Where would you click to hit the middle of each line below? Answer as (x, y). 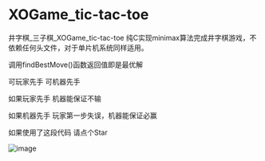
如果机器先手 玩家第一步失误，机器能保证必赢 (83, 115)
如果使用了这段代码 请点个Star (58, 132)
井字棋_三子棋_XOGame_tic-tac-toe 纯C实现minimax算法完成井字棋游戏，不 (132, 37)
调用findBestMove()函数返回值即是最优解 (76, 65)
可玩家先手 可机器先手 (44, 81)
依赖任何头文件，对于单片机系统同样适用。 (78, 47)
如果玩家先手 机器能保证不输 (55, 98)
